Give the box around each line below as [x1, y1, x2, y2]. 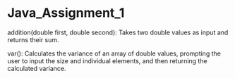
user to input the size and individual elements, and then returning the [7, 56, 207, 65]
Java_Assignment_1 [7, 5, 125, 21]
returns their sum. [7, 35, 59, 44]
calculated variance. [7, 64, 66, 72]
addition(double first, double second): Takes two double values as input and [7, 28, 229, 37]
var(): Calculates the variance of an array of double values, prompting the [7, 49, 221, 58]
